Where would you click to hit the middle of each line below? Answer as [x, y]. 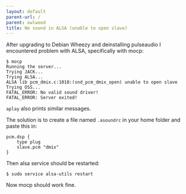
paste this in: [21, 126]
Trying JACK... [25, 72]
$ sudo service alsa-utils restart [50, 174]
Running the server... [34, 67]
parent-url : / [24, 17]
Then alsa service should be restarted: [53, 163]
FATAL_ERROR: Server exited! [42, 98]
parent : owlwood [26, 22]
